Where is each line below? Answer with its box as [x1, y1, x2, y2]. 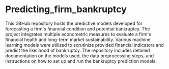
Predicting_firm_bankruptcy [5, 4, 127, 15]
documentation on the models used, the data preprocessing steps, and [5, 52, 154, 59]
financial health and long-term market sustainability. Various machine [5, 37, 151, 43]
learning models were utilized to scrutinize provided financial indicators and [5, 42, 164, 48]
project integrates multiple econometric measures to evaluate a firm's [5, 31, 151, 37]
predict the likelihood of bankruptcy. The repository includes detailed [5, 47, 150, 53]
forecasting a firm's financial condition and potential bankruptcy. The [5, 25, 150, 31]
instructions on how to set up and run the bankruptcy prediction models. [5, 58, 157, 64]
